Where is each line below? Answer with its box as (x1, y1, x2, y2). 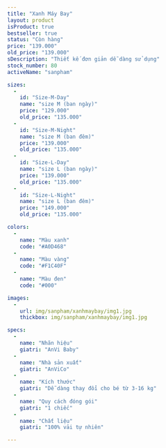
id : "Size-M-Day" (19, 94, 70, 101)
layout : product (7, 17, 54, 24)
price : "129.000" (19, 107, 70, 114)
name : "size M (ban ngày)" (19, 100, 98, 108)
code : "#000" (19, 282, 58, 289)
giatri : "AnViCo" (19, 366, 70, 373)
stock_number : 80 (7, 62, 58, 69)
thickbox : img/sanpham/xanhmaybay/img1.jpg (19, 314, 148, 321)
